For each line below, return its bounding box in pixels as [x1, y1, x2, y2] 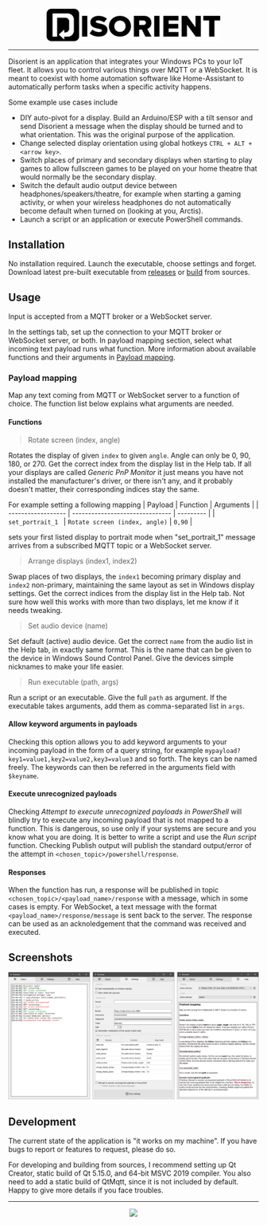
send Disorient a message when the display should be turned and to [19, 121, 244, 132]
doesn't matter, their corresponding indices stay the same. [8, 484, 200, 494]
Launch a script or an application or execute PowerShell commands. [19, 214, 244, 224]
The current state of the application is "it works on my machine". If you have [8, 1137, 257, 1146]
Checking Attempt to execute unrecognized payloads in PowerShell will [8, 807, 242, 817]
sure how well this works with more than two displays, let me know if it [8, 597, 239, 607]
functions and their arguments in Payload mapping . [8, 352, 176, 363]
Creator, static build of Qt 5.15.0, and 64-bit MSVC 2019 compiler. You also [8, 1168, 252, 1178]
